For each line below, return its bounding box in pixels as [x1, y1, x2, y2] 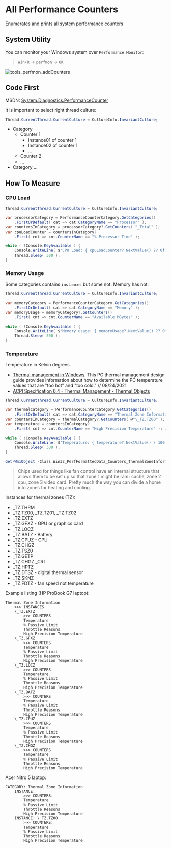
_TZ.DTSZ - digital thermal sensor [12, 569, 83, 576]
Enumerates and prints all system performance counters [5, 20, 124, 27]
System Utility [5, 35, 51, 44]
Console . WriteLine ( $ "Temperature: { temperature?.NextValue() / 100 [14, 440, 165, 445]
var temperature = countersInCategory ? [5, 421, 90, 426]
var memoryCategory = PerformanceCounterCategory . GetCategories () [5, 301, 149, 306]
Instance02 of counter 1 [27, 142, 78, 149]
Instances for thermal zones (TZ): [5, 494, 75, 500]
